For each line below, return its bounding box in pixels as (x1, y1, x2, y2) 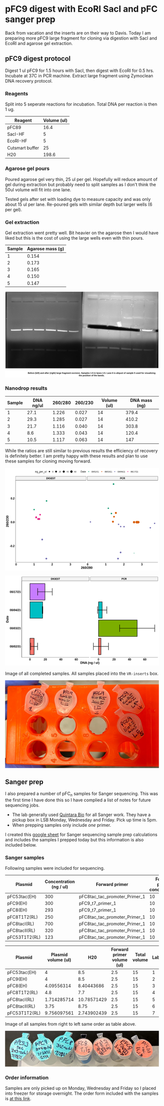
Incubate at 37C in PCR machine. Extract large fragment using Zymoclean (5, 72, 154, 79)
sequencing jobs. (5, 802, 40, 808)
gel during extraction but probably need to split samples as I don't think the (5, 181, 156, 187)
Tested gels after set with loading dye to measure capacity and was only (5, 196, 151, 202)
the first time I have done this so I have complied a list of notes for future (5, 797, 151, 803)
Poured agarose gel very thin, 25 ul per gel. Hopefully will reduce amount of (5, 176, 158, 182)
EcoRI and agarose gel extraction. (5, 40, 73, 46)
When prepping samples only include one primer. (12, 822, 111, 828)
